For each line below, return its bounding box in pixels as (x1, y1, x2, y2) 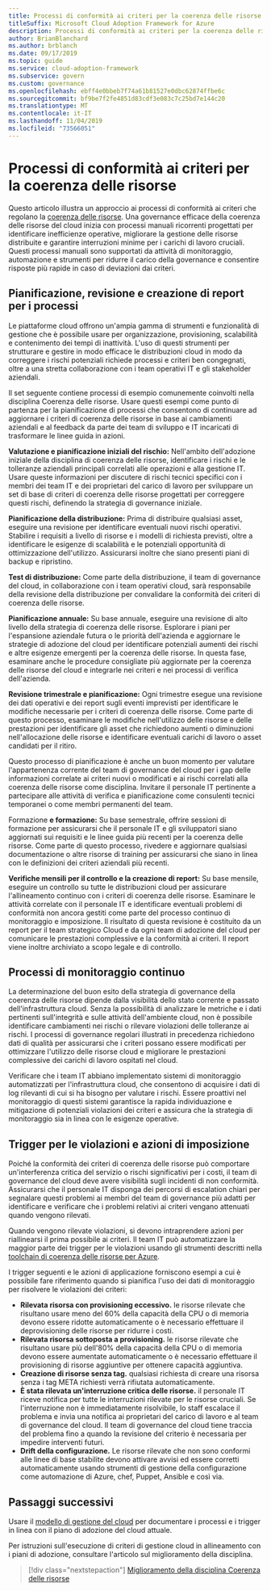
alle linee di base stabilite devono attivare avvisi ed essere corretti (19, 1455, 240, 1464)
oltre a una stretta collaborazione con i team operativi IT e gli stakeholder (8, 363, 252, 373)
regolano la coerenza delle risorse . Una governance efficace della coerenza (8, 212, 261, 221)
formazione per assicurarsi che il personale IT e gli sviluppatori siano (8, 823, 238, 833)
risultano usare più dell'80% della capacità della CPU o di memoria (19, 1343, 243, 1353)
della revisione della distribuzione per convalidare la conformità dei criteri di (8, 589, 261, 598)
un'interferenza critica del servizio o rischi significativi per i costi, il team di (8, 1168, 257, 1178)
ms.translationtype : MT (8, 102, 89, 110)
